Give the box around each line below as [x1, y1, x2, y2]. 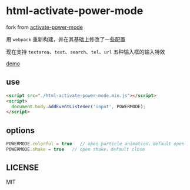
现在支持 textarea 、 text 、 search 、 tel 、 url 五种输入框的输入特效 [6, 48, 165, 55]
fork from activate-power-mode [6, 24, 84, 31]
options [6, 125, 35, 135]
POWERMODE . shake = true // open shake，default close [6, 146, 145, 152]
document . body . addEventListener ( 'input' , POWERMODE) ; [11, 104, 146, 109]
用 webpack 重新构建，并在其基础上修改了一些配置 [6, 35, 125, 42]
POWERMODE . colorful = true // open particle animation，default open [6, 141, 185, 147]
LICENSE [6, 163, 39, 173]
